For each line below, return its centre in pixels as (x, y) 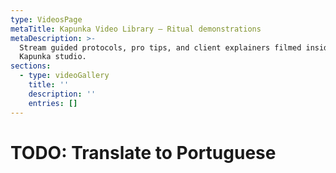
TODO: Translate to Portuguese (143, 152)
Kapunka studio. (53, 57)
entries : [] (53, 103)
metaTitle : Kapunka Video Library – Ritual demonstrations (136, 29)
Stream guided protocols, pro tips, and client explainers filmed (160, 47)
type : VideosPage (46, 19)
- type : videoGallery (64, 76)
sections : (31, 66)
